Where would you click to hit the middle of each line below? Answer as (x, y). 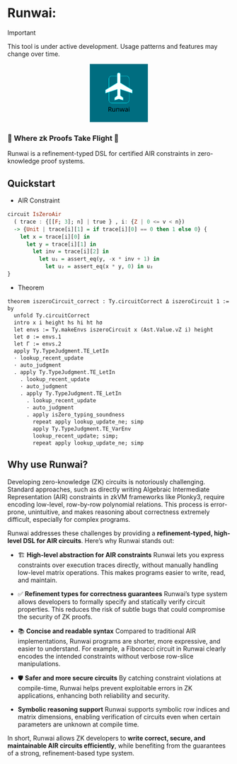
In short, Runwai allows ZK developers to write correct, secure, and (106, 738)
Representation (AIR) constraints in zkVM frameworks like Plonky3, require (116, 496)
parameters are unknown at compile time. (78, 724)
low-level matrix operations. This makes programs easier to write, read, (121, 572)
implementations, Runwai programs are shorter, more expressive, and (119, 641)
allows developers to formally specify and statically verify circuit (111, 601)
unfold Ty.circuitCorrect (52, 315)
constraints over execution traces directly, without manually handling (118, 565)
